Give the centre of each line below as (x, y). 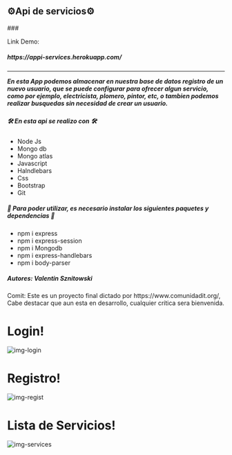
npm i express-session (50, 241)
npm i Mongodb (40, 248)
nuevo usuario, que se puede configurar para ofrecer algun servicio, (108, 89)
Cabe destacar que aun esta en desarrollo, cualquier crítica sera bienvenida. (116, 303)
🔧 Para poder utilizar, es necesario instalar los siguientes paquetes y (108, 208)
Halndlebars (35, 170)
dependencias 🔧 (31, 216)
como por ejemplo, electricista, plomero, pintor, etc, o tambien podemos (113, 95)
